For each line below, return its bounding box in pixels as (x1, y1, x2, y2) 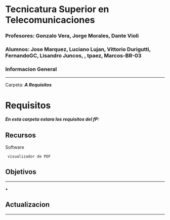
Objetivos (5, 168, 36, 176)
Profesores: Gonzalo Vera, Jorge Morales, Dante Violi (5, 32, 139, 39)
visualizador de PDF (7, 154, 51, 159)
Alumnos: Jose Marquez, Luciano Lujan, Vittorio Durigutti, (5, 46, 151, 53)
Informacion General (5, 66, 57, 73)
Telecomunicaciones (5, 14, 95, 26)
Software (5, 144, 24, 150)
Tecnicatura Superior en (5, 4, 109, 15)
